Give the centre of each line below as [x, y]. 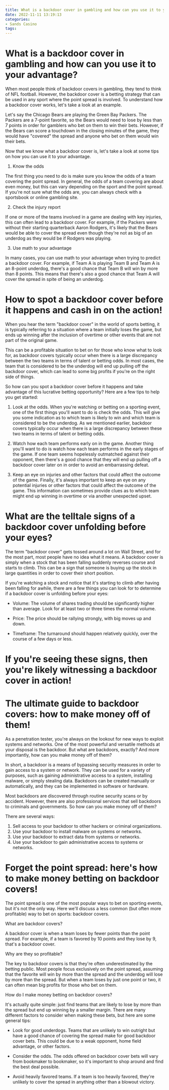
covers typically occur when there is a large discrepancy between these [87, 428]
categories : [18, 19]
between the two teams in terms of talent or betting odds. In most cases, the [84, 361]
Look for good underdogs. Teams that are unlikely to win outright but [84, 1030]
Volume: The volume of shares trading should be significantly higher [83, 603]
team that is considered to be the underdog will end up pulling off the [77, 366]
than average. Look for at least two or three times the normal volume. [84, 608]
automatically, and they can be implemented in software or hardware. [77, 786]
